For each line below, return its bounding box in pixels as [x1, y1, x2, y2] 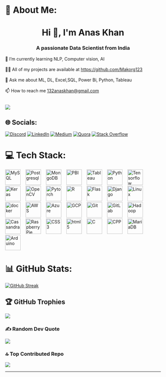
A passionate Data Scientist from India [36, 44, 130, 51]
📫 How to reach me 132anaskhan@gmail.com [5, 87, 99, 93]
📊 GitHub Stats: [5, 263, 73, 274]
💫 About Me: [5, 4, 57, 16]
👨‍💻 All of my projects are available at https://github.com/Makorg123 [5, 66, 143, 72]
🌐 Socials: [5, 118, 38, 127]
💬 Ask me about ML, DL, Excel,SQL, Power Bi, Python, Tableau [5, 76, 132, 83]
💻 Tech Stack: [5, 150, 66, 161]
